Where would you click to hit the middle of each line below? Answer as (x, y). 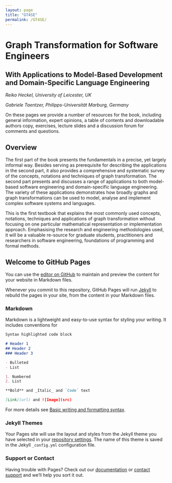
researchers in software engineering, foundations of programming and (80, 240)
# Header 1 (17, 344)
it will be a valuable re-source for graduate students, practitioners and (79, 235)
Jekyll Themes (24, 422)
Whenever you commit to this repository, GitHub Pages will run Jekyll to (81, 290)
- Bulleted (17, 363)
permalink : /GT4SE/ (26, 19)
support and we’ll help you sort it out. (45, 475)
